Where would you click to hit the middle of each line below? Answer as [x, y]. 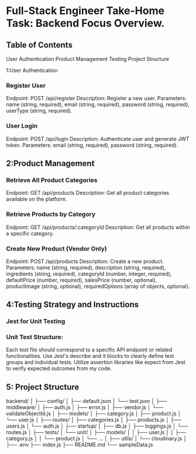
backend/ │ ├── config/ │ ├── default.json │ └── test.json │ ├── [87, 401]
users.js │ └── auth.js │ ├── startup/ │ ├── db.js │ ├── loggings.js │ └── [97, 426]
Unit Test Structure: [35, 337]
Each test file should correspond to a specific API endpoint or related [89, 350]
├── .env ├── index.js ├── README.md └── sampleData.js [80, 445]
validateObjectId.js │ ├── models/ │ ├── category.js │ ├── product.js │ [94, 414]
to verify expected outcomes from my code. [59, 368]
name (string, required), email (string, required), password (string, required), [98, 104]
